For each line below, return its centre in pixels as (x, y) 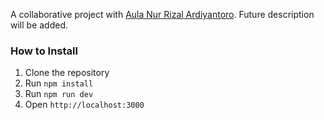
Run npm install (59, 83)
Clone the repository (67, 73)
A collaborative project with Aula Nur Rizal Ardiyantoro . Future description (162, 14)
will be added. (39, 25)
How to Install (44, 51)
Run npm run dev (59, 94)
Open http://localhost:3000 (84, 105)
